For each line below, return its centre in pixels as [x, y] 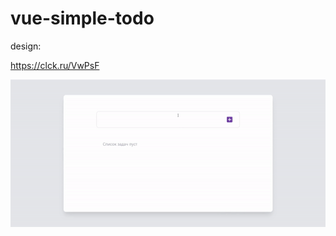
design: [26, 46]
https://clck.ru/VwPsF [55, 65]
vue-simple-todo [82, 18]
